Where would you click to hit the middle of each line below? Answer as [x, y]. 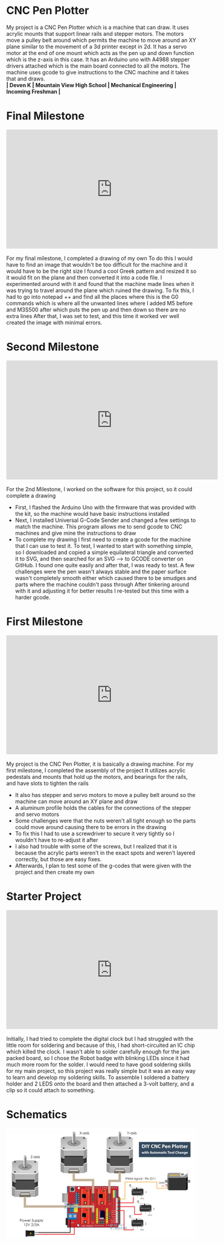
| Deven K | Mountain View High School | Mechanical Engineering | [91, 85]
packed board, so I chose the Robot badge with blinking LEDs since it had [98, 1058]
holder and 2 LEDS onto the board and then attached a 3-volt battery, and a [100, 1084]
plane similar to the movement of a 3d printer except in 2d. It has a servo [97, 47]
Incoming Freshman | [34, 91]
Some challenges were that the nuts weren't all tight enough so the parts [105, 821]
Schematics [37, 1114]
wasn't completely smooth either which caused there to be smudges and [106, 578]
